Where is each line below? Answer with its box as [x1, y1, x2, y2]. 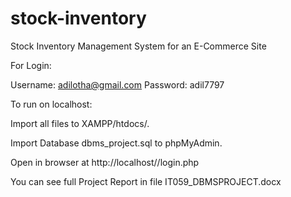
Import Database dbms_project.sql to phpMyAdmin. [10, 137, 223, 149]
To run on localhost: [10, 98, 93, 110]
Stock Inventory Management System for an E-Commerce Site [10, 40, 267, 52]
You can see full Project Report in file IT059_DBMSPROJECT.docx [10, 175, 282, 187]
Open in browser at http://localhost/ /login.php [10, 156, 200, 168]
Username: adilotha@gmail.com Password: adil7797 [10, 78, 225, 91]
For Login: [10, 59, 52, 71]
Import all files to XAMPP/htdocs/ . [10, 117, 150, 129]
